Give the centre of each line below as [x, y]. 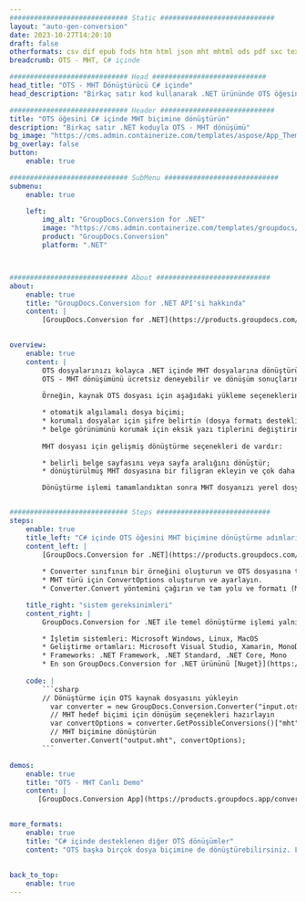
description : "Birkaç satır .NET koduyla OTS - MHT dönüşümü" [130, 127]
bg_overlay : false [44, 144]
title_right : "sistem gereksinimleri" [99, 605]
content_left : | [57, 546]
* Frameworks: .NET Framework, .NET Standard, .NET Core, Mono [164, 656]
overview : [28, 345]
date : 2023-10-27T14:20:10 [61, 35]
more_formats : [36, 824]
